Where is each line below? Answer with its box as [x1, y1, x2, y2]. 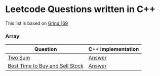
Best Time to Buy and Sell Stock [8, 62, 84, 69]
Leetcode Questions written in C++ [5, 4, 156, 15]
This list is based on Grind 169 [5, 20, 68, 26]
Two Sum [8, 54, 30, 61]
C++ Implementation [88, 46, 139, 53]
